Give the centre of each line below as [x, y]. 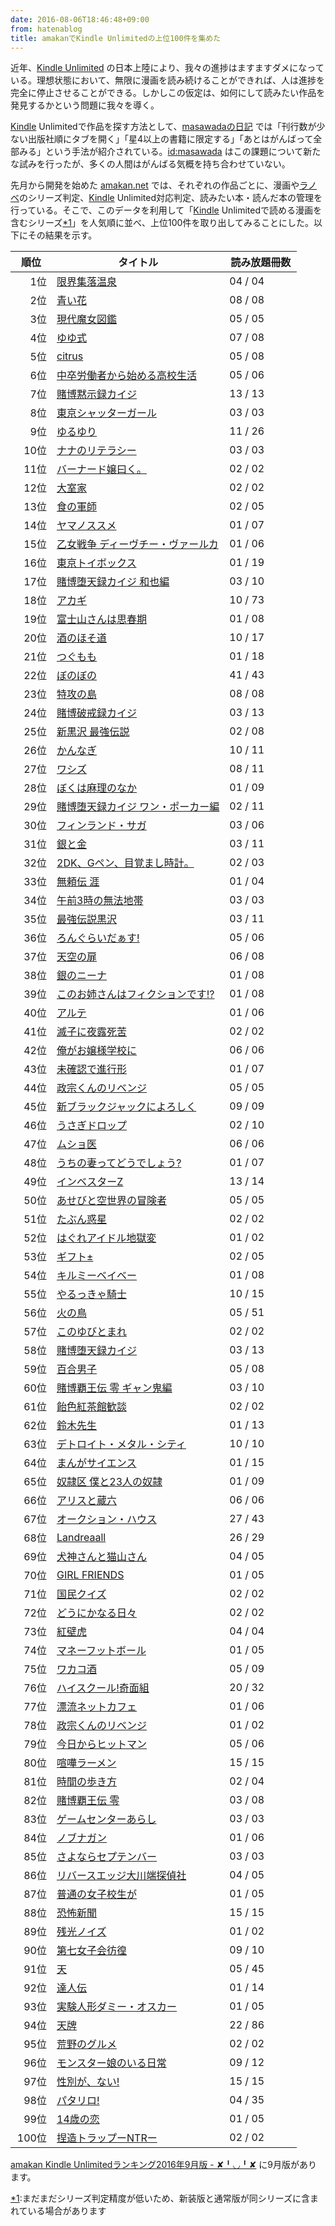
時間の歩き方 [87, 1782]
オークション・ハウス [107, 1519]
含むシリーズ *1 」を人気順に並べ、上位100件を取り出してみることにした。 [162, 223]
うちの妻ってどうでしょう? [119, 1163]
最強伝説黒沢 [87, 919]
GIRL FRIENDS [90, 1575]
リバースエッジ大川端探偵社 [121, 1876]
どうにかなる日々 [97, 1613]
